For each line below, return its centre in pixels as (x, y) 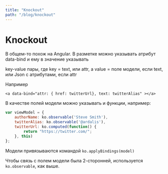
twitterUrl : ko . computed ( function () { (55, 127)
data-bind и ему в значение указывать (47, 60)
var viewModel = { (25, 112)
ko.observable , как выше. (32, 166)
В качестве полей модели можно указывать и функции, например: (78, 103)
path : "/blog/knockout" (31, 15)
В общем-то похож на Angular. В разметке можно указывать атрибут (81, 54)
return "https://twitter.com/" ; (58, 131)
